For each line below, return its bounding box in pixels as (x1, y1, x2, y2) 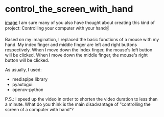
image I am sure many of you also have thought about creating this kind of (5, 20, 155, 25)
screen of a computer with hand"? (5, 106, 74, 112)
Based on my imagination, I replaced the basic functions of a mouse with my (5, 36, 159, 42)
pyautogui (12, 81, 33, 87)
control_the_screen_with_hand (5, 3, 133, 15)
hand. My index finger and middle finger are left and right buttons (5, 42, 137, 47)
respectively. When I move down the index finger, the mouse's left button (5, 47, 153, 52)
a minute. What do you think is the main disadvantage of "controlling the (5, 101, 151, 107)
